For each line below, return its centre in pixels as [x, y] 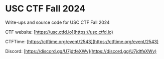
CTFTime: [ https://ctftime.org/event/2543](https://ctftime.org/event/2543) [82, 41]
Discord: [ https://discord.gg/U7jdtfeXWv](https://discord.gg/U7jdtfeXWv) [81, 51]
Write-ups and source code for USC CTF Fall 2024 [57, 22]
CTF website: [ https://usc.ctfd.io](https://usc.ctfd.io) [59, 32]
